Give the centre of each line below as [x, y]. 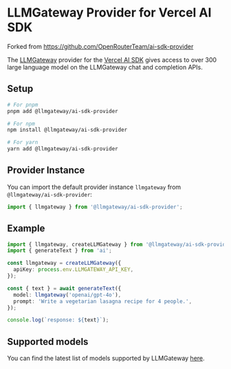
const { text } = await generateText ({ [64, 288]
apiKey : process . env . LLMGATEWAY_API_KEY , [74, 270]
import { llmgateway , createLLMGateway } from [75, 244]
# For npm [21, 123]
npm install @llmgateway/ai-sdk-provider [67, 130]
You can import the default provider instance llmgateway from [94, 187]
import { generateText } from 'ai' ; [59, 251]
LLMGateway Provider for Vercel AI [109, 13]
